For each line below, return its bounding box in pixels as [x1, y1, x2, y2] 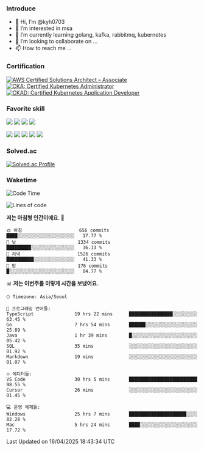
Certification [6, 62, 45, 71]
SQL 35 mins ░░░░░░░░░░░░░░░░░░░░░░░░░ [6, 343, 198, 350]
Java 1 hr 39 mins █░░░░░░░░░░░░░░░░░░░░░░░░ [6, 332, 198, 339]
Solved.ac [6, 147, 37, 155]
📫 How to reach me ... [15, 45, 72, 52]
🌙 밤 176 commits [6, 263, 108, 269]
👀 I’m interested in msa [15, 24, 73, 32]
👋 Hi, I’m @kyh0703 [15, 18, 65, 26]
